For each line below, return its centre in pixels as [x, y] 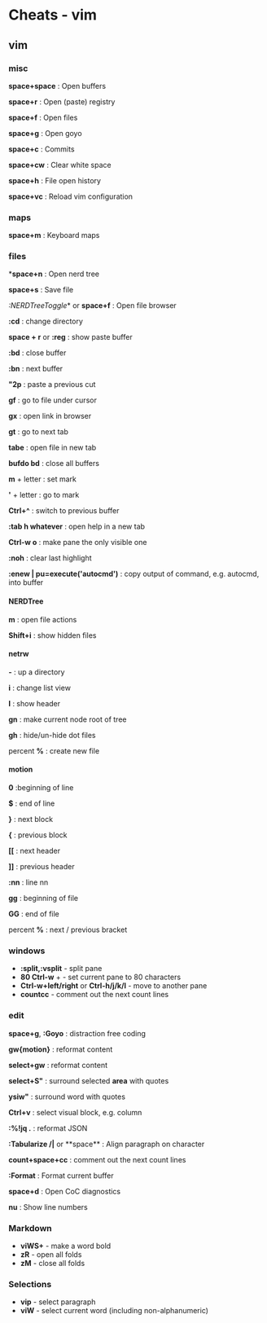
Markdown [30, 1228]
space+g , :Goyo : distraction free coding [77, 1033]
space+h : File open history [55, 180]
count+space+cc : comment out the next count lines [97, 1159]
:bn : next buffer [36, 369]
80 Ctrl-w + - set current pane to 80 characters [101, 977]
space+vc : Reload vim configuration [70, 196]
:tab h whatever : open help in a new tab [77, 526]
